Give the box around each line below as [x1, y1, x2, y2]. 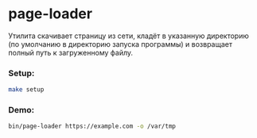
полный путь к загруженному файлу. [8, 48, 134, 57]
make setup [8, 86, 45, 94]
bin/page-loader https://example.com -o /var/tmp [8, 122, 177, 131]
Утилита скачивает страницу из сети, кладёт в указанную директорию [8, 31, 249, 40]
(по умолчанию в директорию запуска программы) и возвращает [8, 39, 233, 48]
